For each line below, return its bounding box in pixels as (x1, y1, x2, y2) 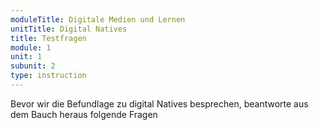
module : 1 (10, 42, 52, 53)
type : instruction (10, 71, 87, 81)
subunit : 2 (10, 61, 56, 71)
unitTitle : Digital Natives (10, 24, 128, 34)
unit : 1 (10, 52, 43, 62)
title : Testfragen (10, 33, 87, 43)
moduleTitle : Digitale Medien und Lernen (10, 14, 186, 25)
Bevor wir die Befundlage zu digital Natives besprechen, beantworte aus (10, 97, 309, 110)
